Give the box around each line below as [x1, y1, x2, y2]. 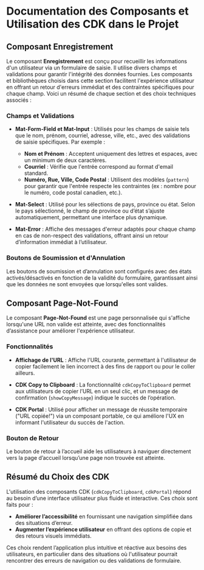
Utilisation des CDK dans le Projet [6, 17, 179, 31]
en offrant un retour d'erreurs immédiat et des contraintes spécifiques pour [6, 83, 194, 91]
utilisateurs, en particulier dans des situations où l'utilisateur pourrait [6, 550, 178, 558]
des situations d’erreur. [15, 519, 73, 526]
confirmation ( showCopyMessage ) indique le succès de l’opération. [15, 394, 176, 401]
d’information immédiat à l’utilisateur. [15, 239, 107, 246]
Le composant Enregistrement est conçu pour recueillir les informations [6, 58, 187, 65]
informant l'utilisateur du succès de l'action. [15, 418, 125, 426]
